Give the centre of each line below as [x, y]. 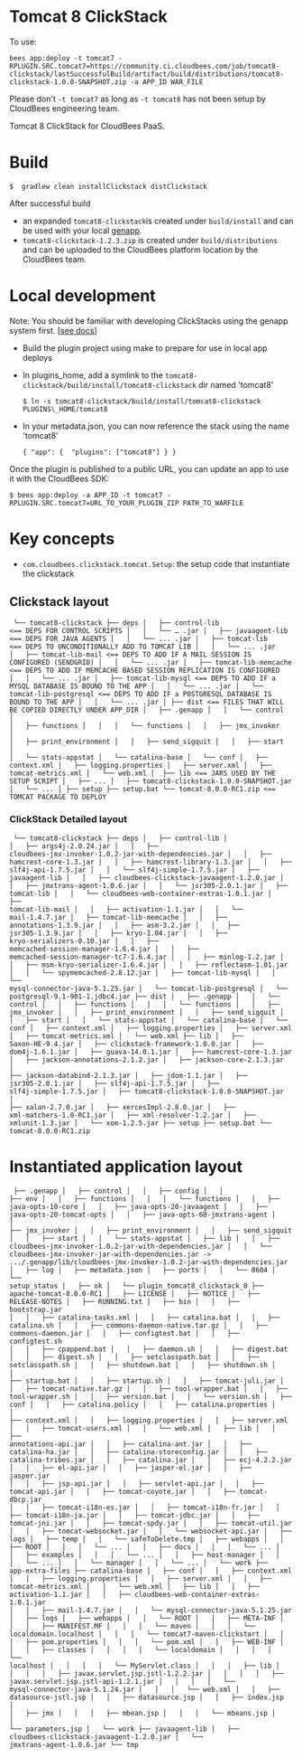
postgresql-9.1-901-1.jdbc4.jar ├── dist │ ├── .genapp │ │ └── [145, 997]
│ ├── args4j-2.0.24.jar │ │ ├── [84, 846]
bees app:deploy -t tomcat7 [62, 58]
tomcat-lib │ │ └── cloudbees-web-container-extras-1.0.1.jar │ [141, 893]
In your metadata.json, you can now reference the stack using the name [156, 426]
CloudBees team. [55, 259]
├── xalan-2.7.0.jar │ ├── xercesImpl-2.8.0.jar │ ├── [123, 1107]
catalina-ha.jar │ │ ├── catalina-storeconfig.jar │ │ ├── [139, 1452]
